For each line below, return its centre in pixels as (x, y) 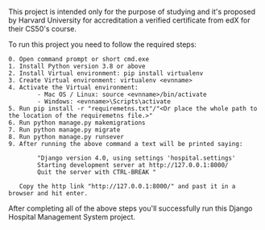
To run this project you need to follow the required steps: (103, 44)
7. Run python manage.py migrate (64, 130)
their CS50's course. (43, 29)
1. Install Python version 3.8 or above (77, 66)
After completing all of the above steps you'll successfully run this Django (130, 208)
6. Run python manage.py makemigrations (77, 123)
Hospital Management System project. (72, 217)
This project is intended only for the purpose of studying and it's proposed (132, 12)
